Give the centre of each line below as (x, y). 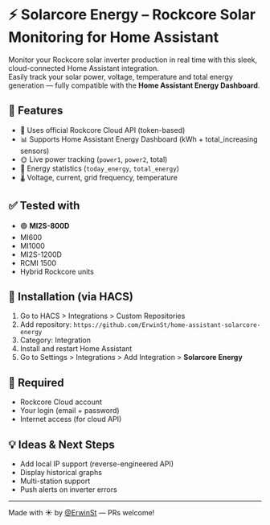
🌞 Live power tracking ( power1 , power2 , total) (94, 159)
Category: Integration (55, 340)
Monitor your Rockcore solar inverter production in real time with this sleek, (133, 60)
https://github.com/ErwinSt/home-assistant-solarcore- (167, 325)
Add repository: (46, 325)
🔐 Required (36, 382)
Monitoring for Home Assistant (114, 37)
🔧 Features (36, 111)
